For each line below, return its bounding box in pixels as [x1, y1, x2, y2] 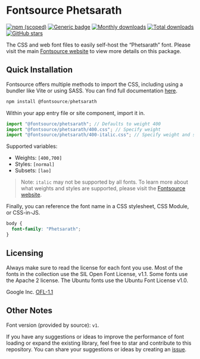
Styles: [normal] [14, 160, 55, 168]
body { [6, 221, 23, 227]
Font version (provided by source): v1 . [6, 321, 99, 329]
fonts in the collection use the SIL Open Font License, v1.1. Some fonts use [6, 270, 188, 277]
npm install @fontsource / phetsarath [6, 98, 97, 104]
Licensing [6, 248, 43, 258]
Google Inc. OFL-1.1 [6, 288, 54, 295]
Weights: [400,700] [14, 154, 62, 162]
